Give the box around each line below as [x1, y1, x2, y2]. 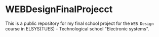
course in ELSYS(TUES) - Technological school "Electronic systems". [5, 25, 149, 31]
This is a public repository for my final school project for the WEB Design [5, 20, 154, 26]
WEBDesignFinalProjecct [5, 4, 113, 15]
